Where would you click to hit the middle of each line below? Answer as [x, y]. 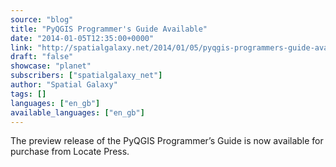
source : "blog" [42, 19]
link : [21, 47]
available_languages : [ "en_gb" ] [77, 112]
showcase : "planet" [51, 66]
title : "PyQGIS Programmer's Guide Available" [109, 29]
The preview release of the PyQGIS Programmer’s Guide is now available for [167, 141]
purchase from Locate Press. [70, 152]
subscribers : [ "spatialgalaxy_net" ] [86, 76]
